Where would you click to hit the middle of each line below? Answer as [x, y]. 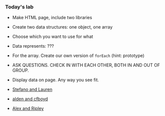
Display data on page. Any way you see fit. [56, 80]
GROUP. [20, 70]
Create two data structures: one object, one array [62, 27]
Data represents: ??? [33, 46]
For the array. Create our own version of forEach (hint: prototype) [78, 56]
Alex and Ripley [28, 109]
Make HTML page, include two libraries [52, 18]
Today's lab [19, 7]
